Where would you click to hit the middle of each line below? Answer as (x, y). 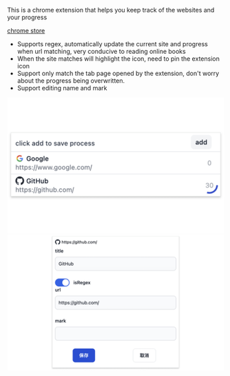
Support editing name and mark (62, 88)
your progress (27, 17)
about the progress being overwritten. (71, 81)
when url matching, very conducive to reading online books (101, 51)
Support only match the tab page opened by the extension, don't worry (118, 73)
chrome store (26, 31)
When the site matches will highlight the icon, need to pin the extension (118, 59)
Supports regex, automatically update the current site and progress (112, 44)
